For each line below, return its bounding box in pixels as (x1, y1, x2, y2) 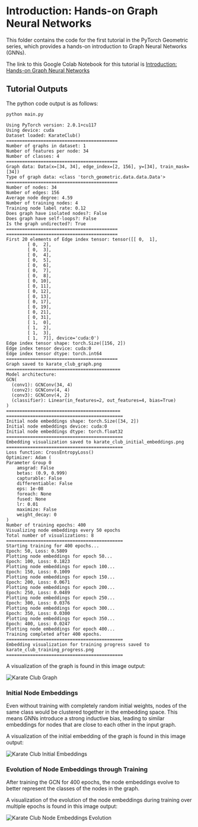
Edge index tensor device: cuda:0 (6, 346, 92, 351)
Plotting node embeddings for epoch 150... (6, 574, 116, 580)
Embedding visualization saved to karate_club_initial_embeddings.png (6, 439, 184, 445)
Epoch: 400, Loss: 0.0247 (6, 620, 70, 627)
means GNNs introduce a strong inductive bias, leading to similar (6, 714, 165, 722)
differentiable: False (17, 480, 73, 486)
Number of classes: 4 (6, 153, 60, 159)
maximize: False (17, 506, 58, 512)
